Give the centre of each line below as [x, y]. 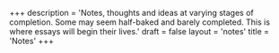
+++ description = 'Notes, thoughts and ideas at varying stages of [131, 13]
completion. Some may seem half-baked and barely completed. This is [140, 22]
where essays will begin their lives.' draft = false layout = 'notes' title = [139, 31]
